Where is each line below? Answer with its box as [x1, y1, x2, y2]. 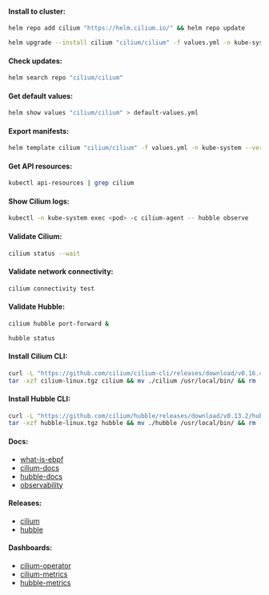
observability [19, 480, 63, 489]
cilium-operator [19, 561, 72, 570]
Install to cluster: [8, 6, 66, 16]
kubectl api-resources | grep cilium [8, 179, 134, 188]
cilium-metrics [19, 569, 68, 579]
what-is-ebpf [19, 454, 64, 464]
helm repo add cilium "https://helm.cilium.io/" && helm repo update [8, 24, 246, 32]
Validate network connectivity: [8, 267, 114, 277]
